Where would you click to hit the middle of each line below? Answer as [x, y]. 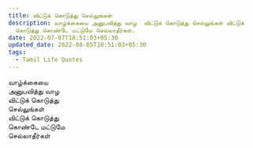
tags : [17, 52]
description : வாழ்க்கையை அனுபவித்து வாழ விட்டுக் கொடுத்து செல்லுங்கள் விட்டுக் [126, 23]
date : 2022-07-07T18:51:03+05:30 [63, 38]
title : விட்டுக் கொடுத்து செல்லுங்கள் [60, 15]
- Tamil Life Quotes [49, 60]
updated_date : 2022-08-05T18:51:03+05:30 [77, 45]
